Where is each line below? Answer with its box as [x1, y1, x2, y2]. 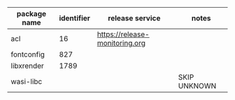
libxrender [10, 61, 44, 71]
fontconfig [10, 50, 45, 59]
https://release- [97, 29, 150, 39]
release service [108, 13, 161, 23]
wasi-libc [10, 77, 43, 86]
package [16, 9, 47, 18]
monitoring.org [97, 38, 145, 48]
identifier [59, 13, 91, 23]
